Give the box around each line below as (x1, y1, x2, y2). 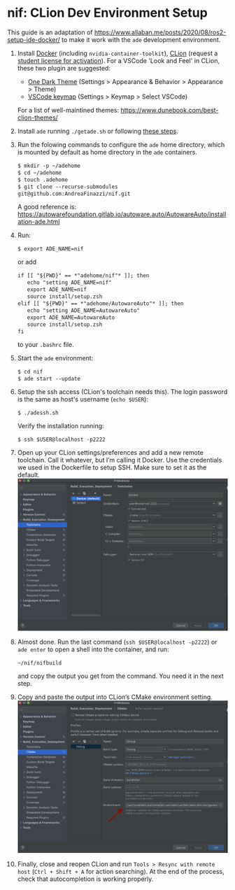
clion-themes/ (17, 113, 58, 122)
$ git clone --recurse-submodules (17, 183, 118, 190)
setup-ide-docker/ (7, 35, 61, 43)
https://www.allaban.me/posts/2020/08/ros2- (94, 28, 227, 36)
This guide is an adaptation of (7, 28, 93, 36)
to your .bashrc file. (17, 340, 75, 348)
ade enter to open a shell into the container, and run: (17, 645, 169, 654)
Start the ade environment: (17, 353, 94, 362)
